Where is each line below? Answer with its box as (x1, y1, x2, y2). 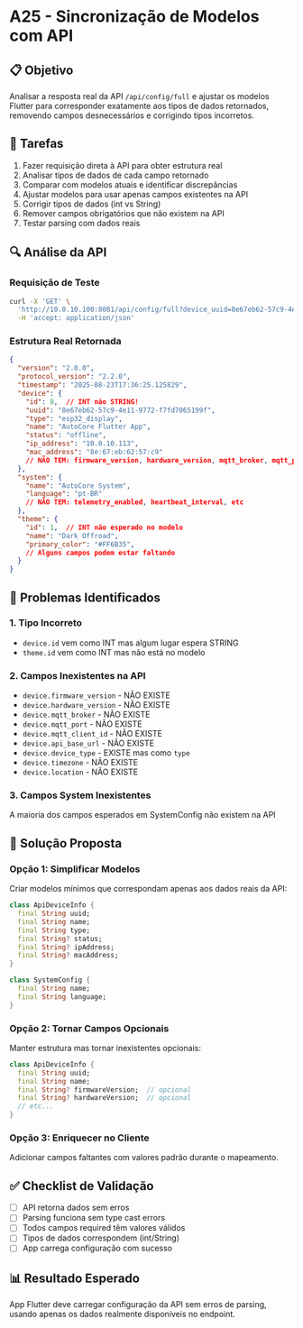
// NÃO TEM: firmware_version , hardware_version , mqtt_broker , (25, 455, 269, 465)
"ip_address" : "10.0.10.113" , (25, 439, 140, 448)
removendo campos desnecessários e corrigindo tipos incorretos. (9, 110, 255, 121)
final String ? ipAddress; (17, 942, 115, 952)
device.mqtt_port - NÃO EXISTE (22, 719, 142, 729)
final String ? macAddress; (17, 951, 119, 960)
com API (9, 25, 74, 46)
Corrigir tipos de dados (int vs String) (22, 198, 161, 209)
